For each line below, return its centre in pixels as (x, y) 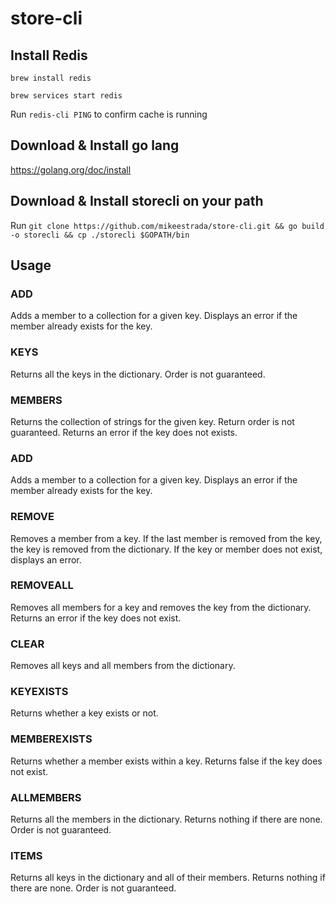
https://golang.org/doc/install (71, 169)
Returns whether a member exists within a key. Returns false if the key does (166, 761)
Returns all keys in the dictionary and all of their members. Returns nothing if (168, 878)
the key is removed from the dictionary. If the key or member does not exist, (166, 549)
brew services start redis (66, 96)
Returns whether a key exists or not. (84, 713)
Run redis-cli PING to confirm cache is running (109, 114)
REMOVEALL (42, 585)
